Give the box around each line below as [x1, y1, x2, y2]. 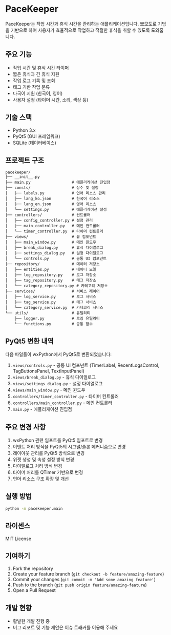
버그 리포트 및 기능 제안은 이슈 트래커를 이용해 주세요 [12, 624, 118, 631]
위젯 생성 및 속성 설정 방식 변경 [12, 457, 74, 462]
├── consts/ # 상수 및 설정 [5, 185, 99, 190]
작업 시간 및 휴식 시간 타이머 [12, 65, 69, 71]
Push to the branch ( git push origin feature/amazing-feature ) [12, 582, 147, 588]
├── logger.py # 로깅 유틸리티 [14, 316, 100, 321]
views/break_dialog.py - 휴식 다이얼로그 [12, 374, 96, 380]
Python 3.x [12, 127, 36, 133]
